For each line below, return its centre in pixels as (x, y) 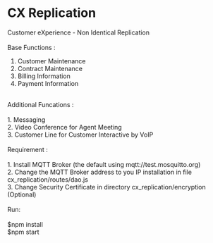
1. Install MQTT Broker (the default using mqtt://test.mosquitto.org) (104, 164)
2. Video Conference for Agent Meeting (65, 127)
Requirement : (28, 149)
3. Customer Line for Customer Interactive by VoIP (80, 135)
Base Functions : (31, 47)
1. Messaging (26, 119)
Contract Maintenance (50, 68)
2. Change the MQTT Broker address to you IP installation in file (100, 172)
